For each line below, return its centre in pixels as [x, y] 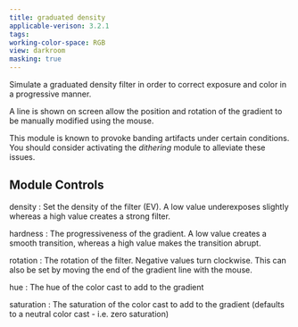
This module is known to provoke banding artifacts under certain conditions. [149, 138]
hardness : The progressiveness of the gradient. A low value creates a [138, 233]
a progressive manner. [50, 94]
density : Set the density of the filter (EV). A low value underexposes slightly [149, 206]
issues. [22, 157]
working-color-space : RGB [57, 42]
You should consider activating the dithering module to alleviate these [137, 147]
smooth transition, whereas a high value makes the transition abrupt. [135, 243]
